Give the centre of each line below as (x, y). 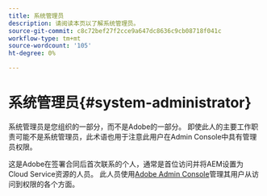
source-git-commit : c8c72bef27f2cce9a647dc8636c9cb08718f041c (115, 31)
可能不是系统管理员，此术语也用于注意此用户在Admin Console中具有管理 (136, 136)
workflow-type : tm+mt (45, 38)
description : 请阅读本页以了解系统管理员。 (74, 23)
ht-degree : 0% (32, 53)
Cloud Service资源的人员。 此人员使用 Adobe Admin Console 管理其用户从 (130, 173)
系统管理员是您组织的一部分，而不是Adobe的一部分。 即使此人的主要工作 (130, 127)
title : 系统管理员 (36, 16)
